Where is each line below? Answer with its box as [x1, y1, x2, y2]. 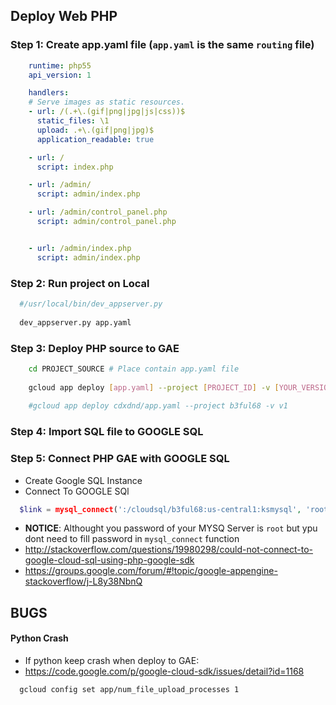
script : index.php [36, 162, 114, 172]
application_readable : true [36, 134, 155, 144]
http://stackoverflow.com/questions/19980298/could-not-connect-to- [24, 544, 313, 556]
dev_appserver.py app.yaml [19, 317, 132, 328]
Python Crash [10, 632, 69, 644]
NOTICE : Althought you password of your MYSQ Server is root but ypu [24, 522, 318, 534]
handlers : [28, 88, 70, 98]
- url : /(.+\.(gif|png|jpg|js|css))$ [28, 107, 186, 117]
